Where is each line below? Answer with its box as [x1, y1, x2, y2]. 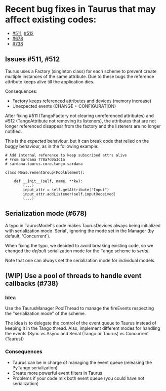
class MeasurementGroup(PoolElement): [5, 170, 85, 175]
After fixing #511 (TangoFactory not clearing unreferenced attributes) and [5, 113, 154, 118]
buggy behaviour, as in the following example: [5, 143, 99, 149]
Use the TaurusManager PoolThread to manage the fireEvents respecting [5, 305, 154, 312]
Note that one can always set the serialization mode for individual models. [5, 257, 156, 263]
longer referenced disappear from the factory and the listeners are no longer [5, 123, 161, 129]
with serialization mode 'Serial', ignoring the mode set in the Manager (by [5, 228, 154, 234]
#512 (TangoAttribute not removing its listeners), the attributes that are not [5, 117, 156, 124]
